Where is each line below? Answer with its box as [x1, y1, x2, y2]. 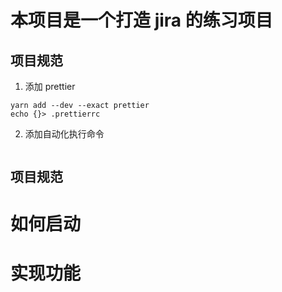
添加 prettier [24, 81, 76, 92]
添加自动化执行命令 [24, 128, 105, 140]
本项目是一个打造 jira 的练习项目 [10, 9, 273, 32]
